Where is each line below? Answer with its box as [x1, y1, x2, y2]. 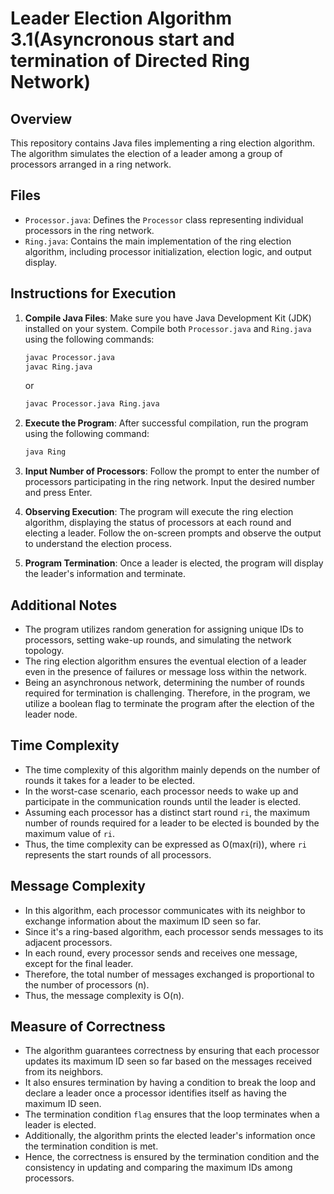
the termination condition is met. [24, 1140, 159, 1152]
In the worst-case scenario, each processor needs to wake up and [24, 785, 299, 797]
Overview [10, 110, 73, 127]
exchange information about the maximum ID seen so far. [24, 915, 262, 927]
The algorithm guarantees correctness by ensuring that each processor [24, 1045, 320, 1057]
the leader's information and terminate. [24, 568, 187, 580]
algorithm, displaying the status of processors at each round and [24, 517, 292, 529]
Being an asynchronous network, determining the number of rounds [24, 676, 305, 688]
